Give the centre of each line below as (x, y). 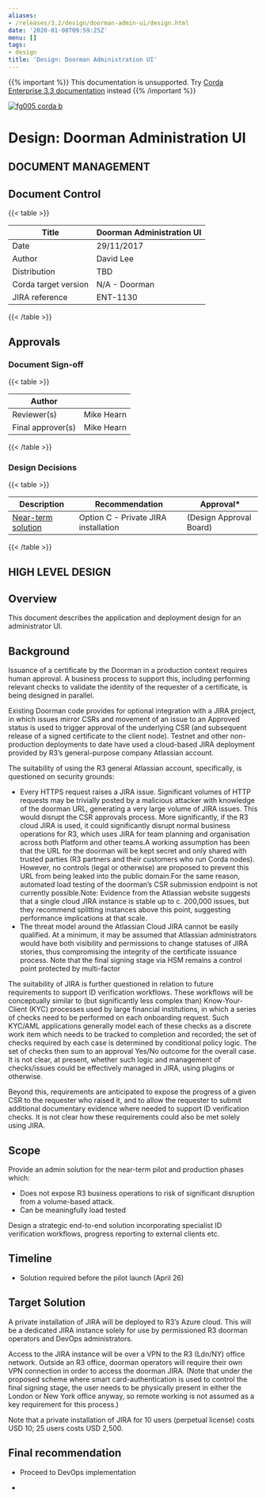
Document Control (55, 194)
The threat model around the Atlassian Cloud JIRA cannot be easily (129, 926)
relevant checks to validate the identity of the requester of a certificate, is (128, 687)
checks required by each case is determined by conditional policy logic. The (133, 1043)
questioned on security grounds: (61, 777)
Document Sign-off (46, 364)
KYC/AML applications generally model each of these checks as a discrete (130, 1026)
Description (42, 504)
